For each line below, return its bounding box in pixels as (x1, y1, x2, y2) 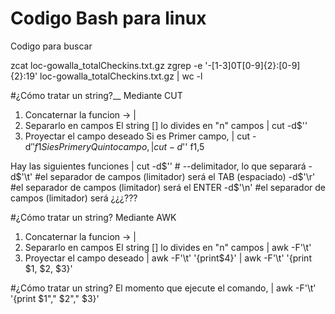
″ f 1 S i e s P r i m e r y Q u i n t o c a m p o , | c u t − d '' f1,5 (30, 140, 205, 152)
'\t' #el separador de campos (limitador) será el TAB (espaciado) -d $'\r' (21, 170, 316, 182)
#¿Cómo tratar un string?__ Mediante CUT (10, 89, 183, 101)
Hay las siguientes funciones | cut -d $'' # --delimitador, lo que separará (10, 160, 307, 172)
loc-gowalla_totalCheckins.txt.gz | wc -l (39, 70, 203, 82)
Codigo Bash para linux (10, 7, 207, 30)
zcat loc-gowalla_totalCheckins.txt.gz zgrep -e (10, 59, 203, 71)
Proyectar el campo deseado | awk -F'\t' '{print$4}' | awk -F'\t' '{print (24, 252, 312, 264)
